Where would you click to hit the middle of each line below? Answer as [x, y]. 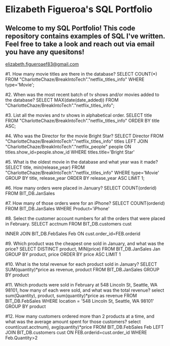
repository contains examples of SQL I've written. [85, 36]
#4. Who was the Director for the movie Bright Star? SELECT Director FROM [84, 136]
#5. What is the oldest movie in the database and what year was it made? [82, 162]
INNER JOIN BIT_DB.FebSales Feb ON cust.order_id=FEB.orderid [73, 234]
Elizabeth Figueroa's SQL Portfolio [79, 9]
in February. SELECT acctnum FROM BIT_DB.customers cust [69, 224]
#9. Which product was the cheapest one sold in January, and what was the [85, 243]
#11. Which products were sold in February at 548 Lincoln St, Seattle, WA [81, 285]
